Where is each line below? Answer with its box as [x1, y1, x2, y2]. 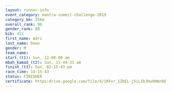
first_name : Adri [5, 36, 42, 41]
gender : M [5, 45, 27, 51]
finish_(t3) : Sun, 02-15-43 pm [5, 64, 72, 70]
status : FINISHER [5, 74, 42, 79]
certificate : [5, 79, 33, 84]
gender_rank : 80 [5, 27, 40, 32]
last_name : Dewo [5, 41, 40, 46]
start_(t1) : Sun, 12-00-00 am [5, 55, 70, 60]
